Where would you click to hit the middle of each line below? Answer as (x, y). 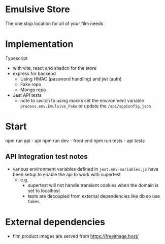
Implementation (39, 44)
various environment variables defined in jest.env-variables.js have (86, 169)
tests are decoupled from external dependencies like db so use (94, 196)
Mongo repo (33, 90)
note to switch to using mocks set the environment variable (82, 100)
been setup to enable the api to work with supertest (67, 174)
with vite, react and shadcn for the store (54, 68)
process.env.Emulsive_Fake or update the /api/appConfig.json (86, 106)
